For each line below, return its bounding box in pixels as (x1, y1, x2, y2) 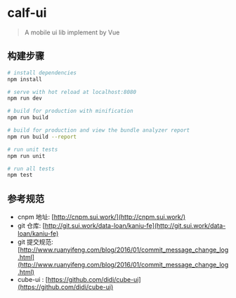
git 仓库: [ (17, 222, 46, 230)
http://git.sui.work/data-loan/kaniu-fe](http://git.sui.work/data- (44, 222, 226, 230)
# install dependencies (7, 69, 77, 76)
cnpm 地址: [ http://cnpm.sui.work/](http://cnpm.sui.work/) (17, 212, 186, 222)
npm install (7, 76, 42, 83)
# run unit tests (7, 146, 58, 153)
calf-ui (7, 5, 47, 21)
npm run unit (7, 152, 46, 159)
